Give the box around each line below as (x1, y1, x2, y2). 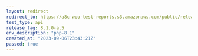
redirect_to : (6, 14, 38, 20)
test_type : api (6, 19, 44, 25)
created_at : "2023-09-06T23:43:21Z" (6, 36, 96, 41)
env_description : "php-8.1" (6, 30, 75, 36)
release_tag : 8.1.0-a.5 (6, 24, 65, 31)
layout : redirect (6, 8, 49, 15)
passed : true (6, 41, 38, 47)
